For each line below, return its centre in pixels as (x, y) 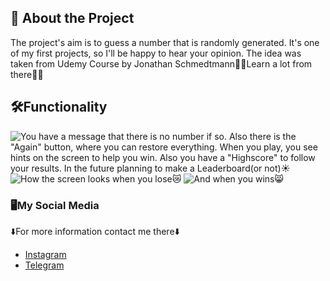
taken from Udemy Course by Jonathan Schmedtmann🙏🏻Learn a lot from (161, 63)
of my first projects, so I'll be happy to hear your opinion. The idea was (156, 53)
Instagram (45, 254)
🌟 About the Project (72, 18)
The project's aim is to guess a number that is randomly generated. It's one (165, 42)
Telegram (44, 265)
